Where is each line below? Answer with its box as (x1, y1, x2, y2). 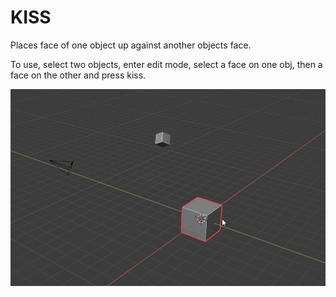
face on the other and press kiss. (10, 69, 147, 81)
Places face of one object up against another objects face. (10, 39, 252, 51)
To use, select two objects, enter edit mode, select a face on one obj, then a (10, 58, 323, 70)
